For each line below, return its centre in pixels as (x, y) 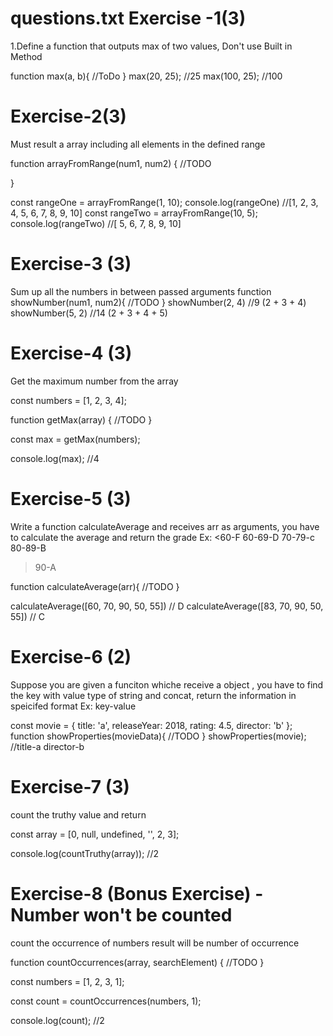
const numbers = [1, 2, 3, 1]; (67, 981)
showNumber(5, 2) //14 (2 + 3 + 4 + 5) (89, 313)
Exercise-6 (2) (71, 656)
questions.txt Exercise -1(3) (128, 18)
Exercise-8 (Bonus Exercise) (131, 893)
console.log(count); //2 (57, 1020)
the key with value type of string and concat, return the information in (153, 695)
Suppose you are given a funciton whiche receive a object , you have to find (167, 684)
